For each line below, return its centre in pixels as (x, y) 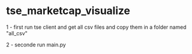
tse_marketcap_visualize (68, 11)
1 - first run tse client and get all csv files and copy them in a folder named (96, 27)
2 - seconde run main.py (36, 45)
